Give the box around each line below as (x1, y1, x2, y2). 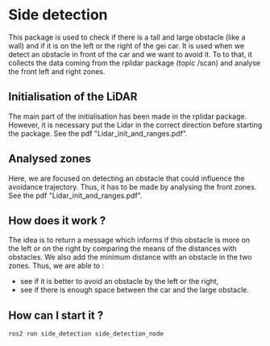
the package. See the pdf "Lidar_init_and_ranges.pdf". (8, 128, 188, 138)
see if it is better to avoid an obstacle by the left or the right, (19, 277, 219, 286)
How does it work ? (8, 214, 106, 227)
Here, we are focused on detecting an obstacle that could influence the (8, 173, 245, 183)
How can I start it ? (8, 308, 104, 322)
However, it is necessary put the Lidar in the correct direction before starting (8, 119, 263, 130)
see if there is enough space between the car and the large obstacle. (19, 285, 250, 295)
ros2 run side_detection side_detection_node (8, 330, 164, 338)
